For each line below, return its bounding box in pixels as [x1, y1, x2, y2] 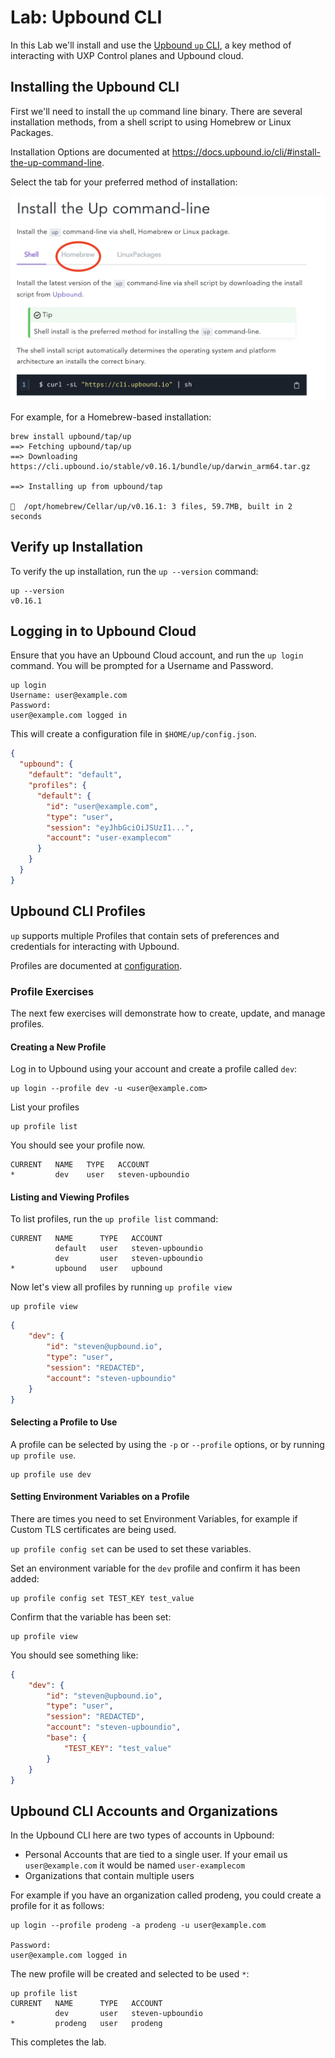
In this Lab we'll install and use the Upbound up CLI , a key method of [10, 39, 292, 51]
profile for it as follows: [10, 1900, 105, 1912]
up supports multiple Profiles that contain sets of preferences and [10, 929, 280, 941]
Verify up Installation [10, 539, 144, 556]
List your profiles [10, 1101, 80, 1113]
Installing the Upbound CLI [10, 79, 180, 96]
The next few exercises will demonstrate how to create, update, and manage [10, 1007, 326, 1019]
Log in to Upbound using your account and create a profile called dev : [10, 1063, 298, 1075]
